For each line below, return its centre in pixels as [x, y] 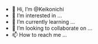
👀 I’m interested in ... [37, 15]
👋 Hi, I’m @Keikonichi [38, 9]
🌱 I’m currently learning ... [43, 22]
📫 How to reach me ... [39, 35]
